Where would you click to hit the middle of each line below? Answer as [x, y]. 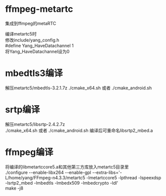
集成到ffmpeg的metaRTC [31, 23]
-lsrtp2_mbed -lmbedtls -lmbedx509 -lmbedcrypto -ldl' [62, 183]
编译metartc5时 [21, 34]
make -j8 [14, 188]
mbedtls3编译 [34, 73]
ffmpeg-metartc [39, 9]
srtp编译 [23, 110]
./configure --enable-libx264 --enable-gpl [48, 172]
